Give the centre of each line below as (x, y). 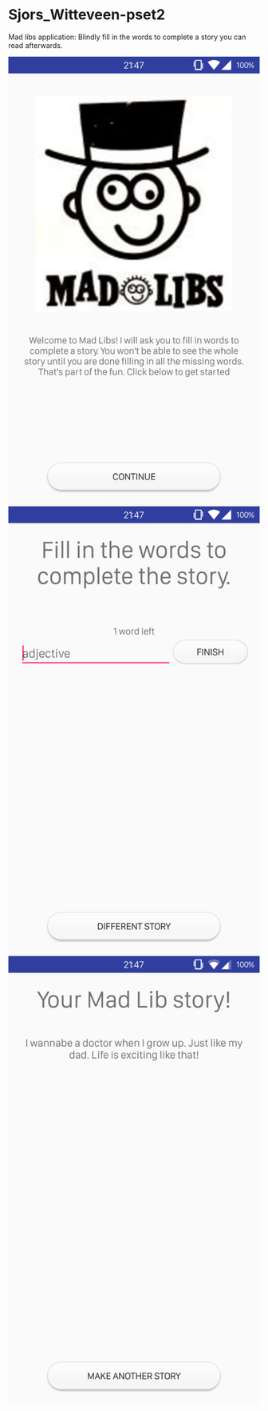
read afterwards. (35, 45)
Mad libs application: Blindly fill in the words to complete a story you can (127, 37)
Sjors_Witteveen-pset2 (87, 15)
